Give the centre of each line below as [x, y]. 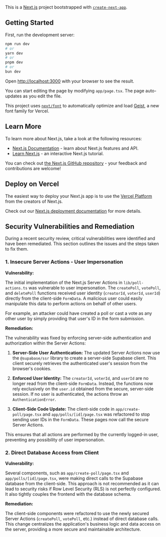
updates [14, 96]
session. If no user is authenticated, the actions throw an [70, 394]
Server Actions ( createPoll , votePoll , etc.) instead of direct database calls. [82, 519]
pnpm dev [14, 62]
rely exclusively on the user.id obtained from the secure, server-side [83, 389]
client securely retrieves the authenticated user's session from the [80, 363]
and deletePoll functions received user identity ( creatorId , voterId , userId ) [83, 293]
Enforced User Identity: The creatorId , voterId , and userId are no [80, 378]
